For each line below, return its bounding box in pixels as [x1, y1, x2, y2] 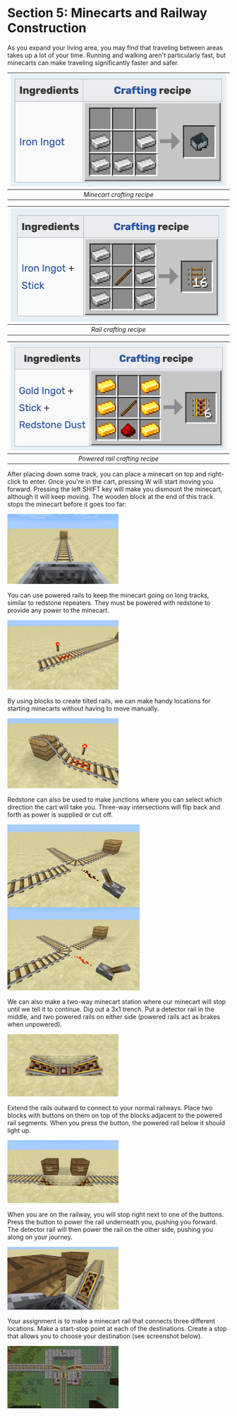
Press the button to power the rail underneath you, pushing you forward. [7, 1218, 217, 1226]
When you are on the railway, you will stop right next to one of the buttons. [7, 1210, 224, 1219]
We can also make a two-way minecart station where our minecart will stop [7, 997, 226, 1006]
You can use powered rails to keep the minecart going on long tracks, [7, 591, 209, 599]
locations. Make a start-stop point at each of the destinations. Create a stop [7, 1324, 227, 1332]
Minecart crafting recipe [83, 190, 154, 199]
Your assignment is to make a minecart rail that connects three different [7, 1316, 216, 1325]
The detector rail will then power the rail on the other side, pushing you [7, 1226, 214, 1233]
